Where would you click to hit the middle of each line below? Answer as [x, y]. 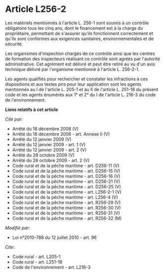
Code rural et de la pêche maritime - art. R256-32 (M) [67, 218]
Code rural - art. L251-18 [37, 262]
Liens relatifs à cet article [32, 110]
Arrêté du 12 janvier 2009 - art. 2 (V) [49, 150]
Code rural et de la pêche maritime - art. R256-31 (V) [66, 213]
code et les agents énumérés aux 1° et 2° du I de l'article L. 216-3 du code [81, 95]
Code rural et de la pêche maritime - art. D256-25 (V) [66, 186]
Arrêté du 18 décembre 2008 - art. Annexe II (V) [61, 134]
